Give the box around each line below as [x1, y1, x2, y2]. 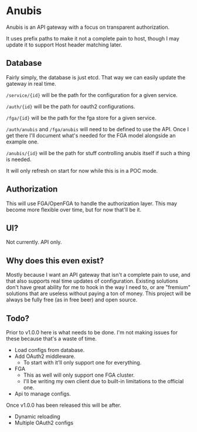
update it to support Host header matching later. [6, 41, 123, 48]
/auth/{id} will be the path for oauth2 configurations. [6, 103, 135, 110]
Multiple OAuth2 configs [14, 419, 74, 426]
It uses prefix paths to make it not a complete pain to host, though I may [6, 35, 180, 42]
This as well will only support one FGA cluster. [23, 371, 135, 379]
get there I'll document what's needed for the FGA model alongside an [6, 132, 176, 139]
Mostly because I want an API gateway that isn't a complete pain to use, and [6, 272, 191, 279]
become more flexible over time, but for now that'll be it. [6, 206, 142, 213]
